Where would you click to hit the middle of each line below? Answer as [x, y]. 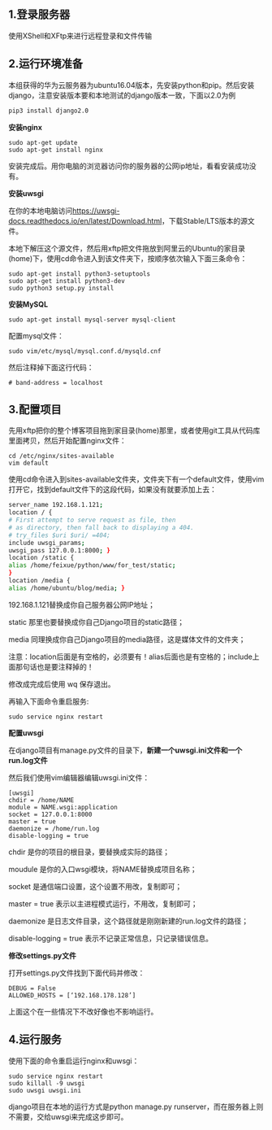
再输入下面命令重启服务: [49, 701]
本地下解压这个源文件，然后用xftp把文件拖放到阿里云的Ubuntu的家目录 [127, 248]
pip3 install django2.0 [49, 111]
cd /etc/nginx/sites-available [61, 456]
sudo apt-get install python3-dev [67, 281]
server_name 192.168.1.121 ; [56, 505]
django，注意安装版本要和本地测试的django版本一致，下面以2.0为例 [122, 95]
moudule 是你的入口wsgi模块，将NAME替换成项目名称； [103, 869]
